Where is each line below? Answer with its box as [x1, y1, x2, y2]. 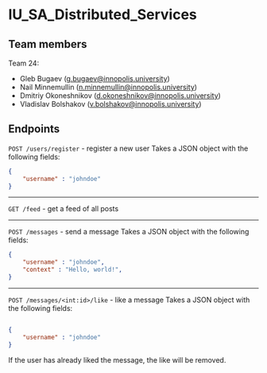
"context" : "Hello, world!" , [22, 265, 123, 274]
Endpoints [8, 122, 60, 136]
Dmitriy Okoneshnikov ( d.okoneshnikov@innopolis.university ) [19, 91, 221, 100]
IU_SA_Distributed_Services [8, 6, 197, 24]
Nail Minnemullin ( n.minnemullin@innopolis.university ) [19, 82, 197, 92]
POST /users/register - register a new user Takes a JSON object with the [8, 143, 249, 153]
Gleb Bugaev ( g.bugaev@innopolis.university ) [19, 74, 171, 83]
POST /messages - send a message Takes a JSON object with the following [8, 227, 250, 237]
